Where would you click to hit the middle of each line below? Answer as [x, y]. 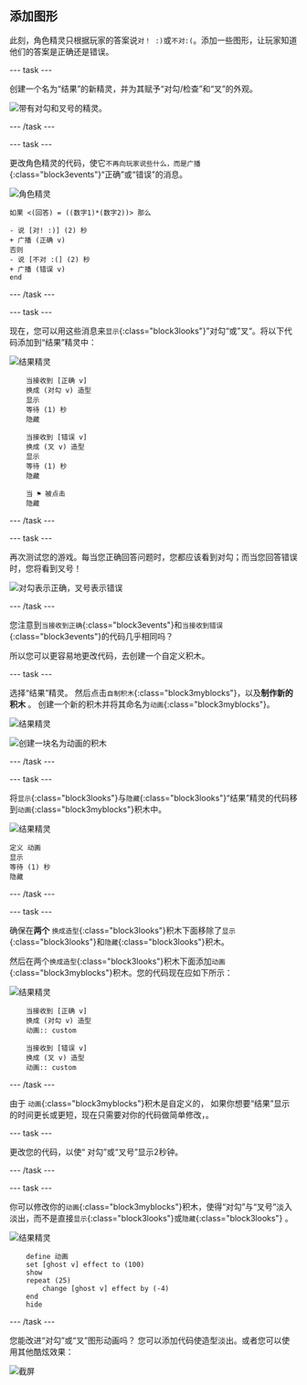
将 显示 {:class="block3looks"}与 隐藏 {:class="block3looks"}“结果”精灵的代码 [149, 798]
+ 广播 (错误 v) [37, 269]
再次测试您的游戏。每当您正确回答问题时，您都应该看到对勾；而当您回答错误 [153, 556]
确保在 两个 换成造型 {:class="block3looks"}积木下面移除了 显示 [122, 930]
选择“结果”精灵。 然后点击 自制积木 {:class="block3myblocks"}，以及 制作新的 [152, 692]
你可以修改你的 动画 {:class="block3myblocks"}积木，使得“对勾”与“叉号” [143, 1206]
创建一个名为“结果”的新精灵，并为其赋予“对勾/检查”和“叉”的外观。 [134, 89]
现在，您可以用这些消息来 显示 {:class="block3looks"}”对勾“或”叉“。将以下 [147, 331]
